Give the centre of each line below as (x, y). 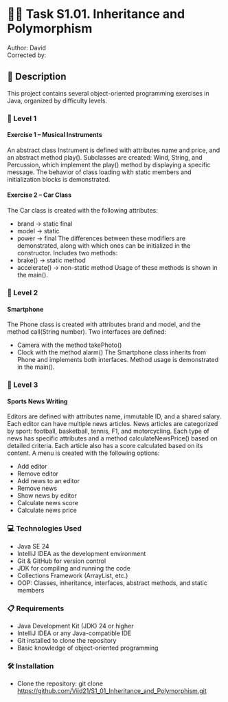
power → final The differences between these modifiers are (101, 238)
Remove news (37, 489)
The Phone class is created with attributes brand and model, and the (104, 325)
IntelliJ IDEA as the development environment (81, 553)
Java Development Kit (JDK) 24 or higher (75, 626)
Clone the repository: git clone (60, 683)
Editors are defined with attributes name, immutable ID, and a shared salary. (114, 416)
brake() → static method (51, 260)
